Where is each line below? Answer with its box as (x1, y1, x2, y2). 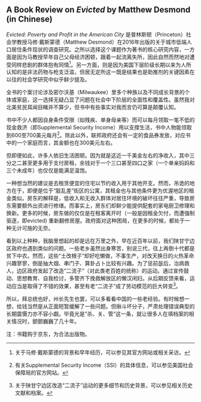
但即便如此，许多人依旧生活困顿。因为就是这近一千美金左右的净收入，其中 (6, 152, 190, 159)
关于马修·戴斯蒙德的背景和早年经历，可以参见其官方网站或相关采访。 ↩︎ (14, 349, 190, 356)
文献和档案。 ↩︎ (14, 389, 53, 396)
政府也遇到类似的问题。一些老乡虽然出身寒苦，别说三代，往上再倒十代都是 (11, 245, 195, 252)
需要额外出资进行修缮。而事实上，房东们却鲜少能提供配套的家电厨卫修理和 (11, 202, 195, 209)
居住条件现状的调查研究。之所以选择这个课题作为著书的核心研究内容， (11, 46, 184, 53)
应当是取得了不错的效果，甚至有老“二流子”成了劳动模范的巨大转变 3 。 (11, 282, 181, 289)
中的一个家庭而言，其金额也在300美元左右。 (6, 139, 116, 146)
